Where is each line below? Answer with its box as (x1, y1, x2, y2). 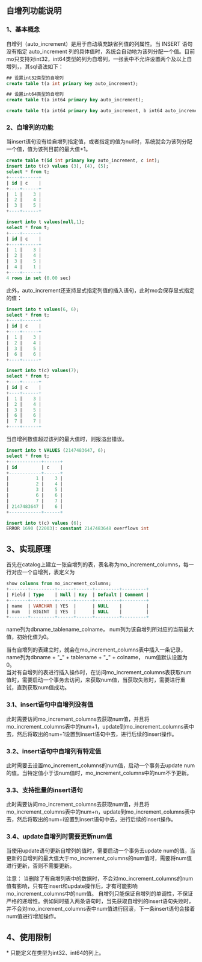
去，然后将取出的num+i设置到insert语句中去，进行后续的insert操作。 (6, 816, 177, 823)
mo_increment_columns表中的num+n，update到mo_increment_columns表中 (6, 808, 195, 815)
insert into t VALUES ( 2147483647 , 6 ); (6, 448, 106, 454)
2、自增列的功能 (6, 123, 54, 131)
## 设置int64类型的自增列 (6, 91, 64, 98)
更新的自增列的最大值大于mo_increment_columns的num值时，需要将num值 (6, 855, 192, 862)
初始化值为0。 (16, 633, 52, 641)
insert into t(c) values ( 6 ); (6, 520, 82, 526)
